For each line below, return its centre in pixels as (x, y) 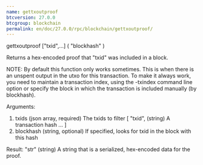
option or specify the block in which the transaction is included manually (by (101, 89)
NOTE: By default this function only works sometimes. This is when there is (100, 70)
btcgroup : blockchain (34, 23)
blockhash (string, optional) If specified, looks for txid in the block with (103, 131)
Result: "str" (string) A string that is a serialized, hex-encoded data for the (98, 149)
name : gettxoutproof (32, 12)
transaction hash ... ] (41, 125)
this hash (26, 138)
